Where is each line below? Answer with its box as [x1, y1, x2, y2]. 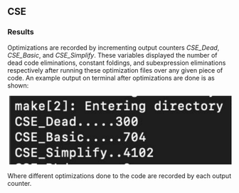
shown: [7, 81, 29, 90]
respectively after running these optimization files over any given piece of [7, 66, 223, 74]
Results [7, 27, 34, 37]
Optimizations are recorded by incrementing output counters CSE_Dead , [7, 43, 220, 52]
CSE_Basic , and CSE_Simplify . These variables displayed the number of [7, 51, 218, 59]
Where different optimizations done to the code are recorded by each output [7, 171, 232, 180]
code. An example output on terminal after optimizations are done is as [7, 73, 215, 82]
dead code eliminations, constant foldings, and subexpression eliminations [7, 58, 226, 67]
